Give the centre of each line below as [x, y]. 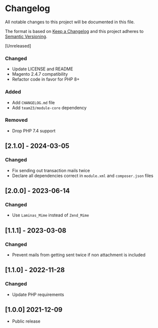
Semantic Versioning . [26, 36]
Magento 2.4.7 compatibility [40, 74]
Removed [16, 120]
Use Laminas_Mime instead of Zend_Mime [50, 215]
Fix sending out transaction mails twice [51, 170]
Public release [26, 321]
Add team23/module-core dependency [49, 108]
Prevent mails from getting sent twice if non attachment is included [79, 255]
